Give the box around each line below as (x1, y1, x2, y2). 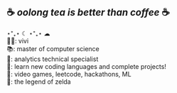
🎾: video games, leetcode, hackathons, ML (6, 70, 132, 78)
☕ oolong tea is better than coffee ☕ (6, 6, 170, 18)
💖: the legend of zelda (6, 77, 72, 86)
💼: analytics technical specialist (6, 55, 99, 63)
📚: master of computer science (6, 44, 100, 53)
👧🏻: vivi (6, 36, 29, 45)
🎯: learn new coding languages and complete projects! (6, 62, 166, 70)
